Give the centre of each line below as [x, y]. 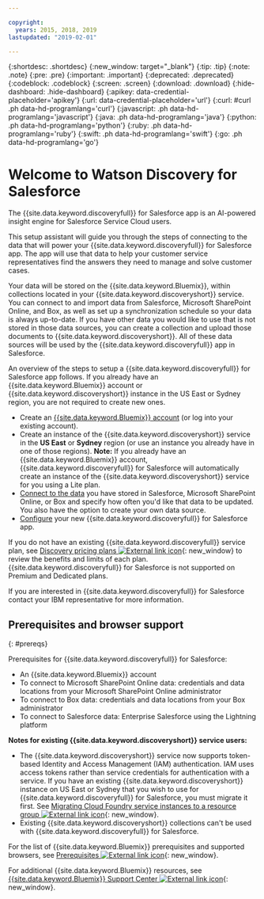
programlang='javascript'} [51, 117]
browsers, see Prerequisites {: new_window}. [113, 855]
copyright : [26, 22]
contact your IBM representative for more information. [96, 600]
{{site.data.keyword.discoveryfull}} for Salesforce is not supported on [122, 568]
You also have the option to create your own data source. [113, 510]
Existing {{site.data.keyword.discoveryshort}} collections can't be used [136, 823]
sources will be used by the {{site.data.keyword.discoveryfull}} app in [122, 345]
